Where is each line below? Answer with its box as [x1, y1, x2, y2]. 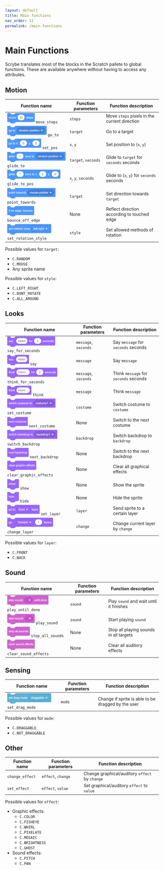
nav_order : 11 [5, 18, 34, 23]
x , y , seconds [69, 175, 94, 181]
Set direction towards [105, 191, 149, 196]
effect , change [41, 773, 71, 779]
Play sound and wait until [108, 598, 157, 604]
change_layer [7, 530, 34, 535]
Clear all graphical [113, 463, 150, 470]
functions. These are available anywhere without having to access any [5, 67, 146, 72]
